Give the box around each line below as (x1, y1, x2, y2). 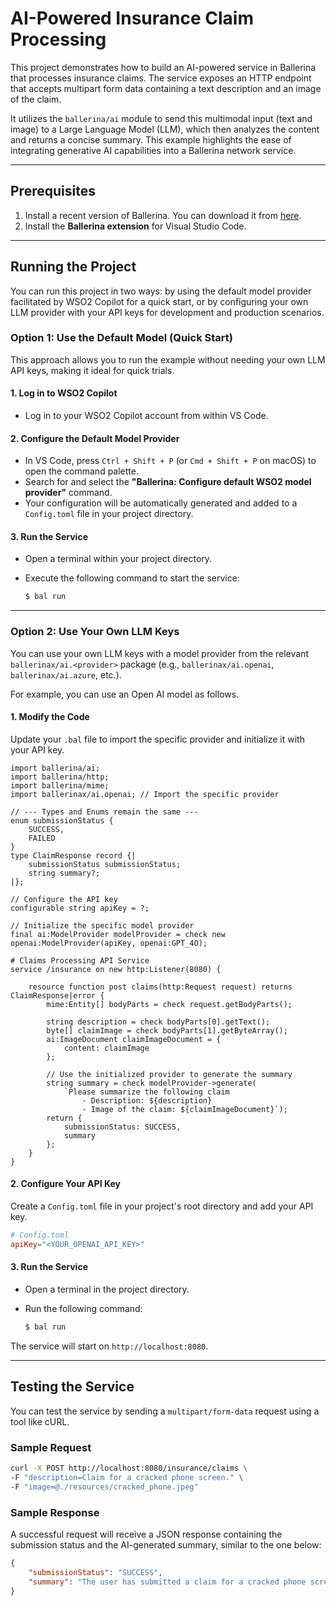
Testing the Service (10, 1378, 135, 1396)
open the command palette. (24, 465, 139, 477)
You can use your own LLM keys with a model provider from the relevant (10, 647, 310, 659)
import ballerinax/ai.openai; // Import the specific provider (10, 789, 280, 799)
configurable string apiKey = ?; (10, 903, 150, 913)
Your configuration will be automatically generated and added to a (24, 497, 298, 509)
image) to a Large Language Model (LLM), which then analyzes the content (10, 123, 320, 135)
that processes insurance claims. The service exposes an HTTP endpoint (10, 72, 312, 84)
